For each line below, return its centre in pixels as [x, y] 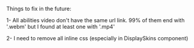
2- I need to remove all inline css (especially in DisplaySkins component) [97, 38]
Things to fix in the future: [39, 9]
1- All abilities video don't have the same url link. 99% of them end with [95, 20]
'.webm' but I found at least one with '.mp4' [61, 27]
